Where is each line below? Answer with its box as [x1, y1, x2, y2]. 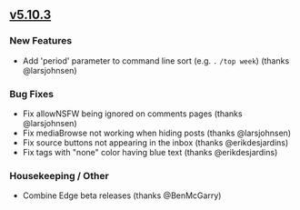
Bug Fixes [9, 87, 55, 100]
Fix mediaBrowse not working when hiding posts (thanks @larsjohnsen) [22, 127, 292, 138]
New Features [9, 35, 73, 47]
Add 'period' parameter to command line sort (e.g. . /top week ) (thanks [22, 55, 290, 66]
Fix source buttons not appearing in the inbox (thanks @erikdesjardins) [22, 136, 289, 148]
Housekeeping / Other [9, 169, 109, 182]
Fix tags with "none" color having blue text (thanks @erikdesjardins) [22, 146, 278, 157]
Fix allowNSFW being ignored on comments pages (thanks [22, 108, 243, 119]
